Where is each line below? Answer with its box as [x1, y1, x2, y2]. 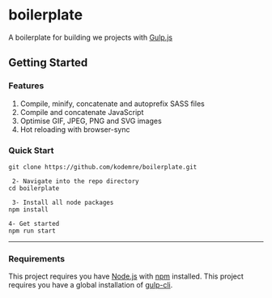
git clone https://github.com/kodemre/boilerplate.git [8, 163, 198, 171]
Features [8, 80, 45, 92]
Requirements [8, 253, 66, 264]
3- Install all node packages [11, 198, 114, 206]
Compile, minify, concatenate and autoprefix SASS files [19, 99, 205, 109]
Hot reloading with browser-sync [19, 124, 130, 134]
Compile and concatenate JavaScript [19, 107, 144, 117]
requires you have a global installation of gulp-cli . [8, 280, 173, 290]
